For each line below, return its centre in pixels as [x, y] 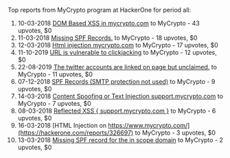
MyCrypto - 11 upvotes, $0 [55, 74]
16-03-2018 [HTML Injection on [62, 125]
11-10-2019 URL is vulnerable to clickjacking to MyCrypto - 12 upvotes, [117, 52]
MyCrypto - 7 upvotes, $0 [54, 103]
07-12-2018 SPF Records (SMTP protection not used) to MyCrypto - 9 [116, 81]
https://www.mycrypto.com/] [149, 125]
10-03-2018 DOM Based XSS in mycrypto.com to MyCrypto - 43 [108, 23]
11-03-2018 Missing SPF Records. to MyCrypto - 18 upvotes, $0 [107, 38]
